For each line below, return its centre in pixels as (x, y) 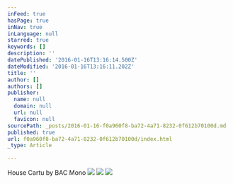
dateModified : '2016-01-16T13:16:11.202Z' (71, 67)
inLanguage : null (33, 34)
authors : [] (25, 86)
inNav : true (25, 27)
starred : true (28, 40)
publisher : (23, 93)
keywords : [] (27, 47)
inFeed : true (27, 14)
